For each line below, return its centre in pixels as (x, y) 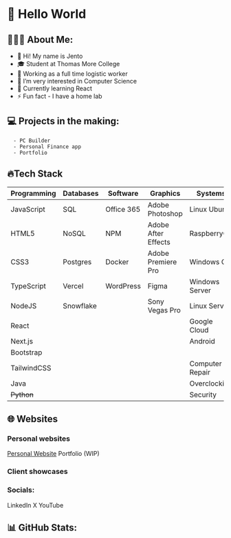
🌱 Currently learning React (55, 88)
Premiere (162, 261)
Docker (117, 261)
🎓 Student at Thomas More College (68, 64)
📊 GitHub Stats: (42, 527)
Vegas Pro (164, 310)
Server (200, 290)
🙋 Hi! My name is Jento (50, 56)
